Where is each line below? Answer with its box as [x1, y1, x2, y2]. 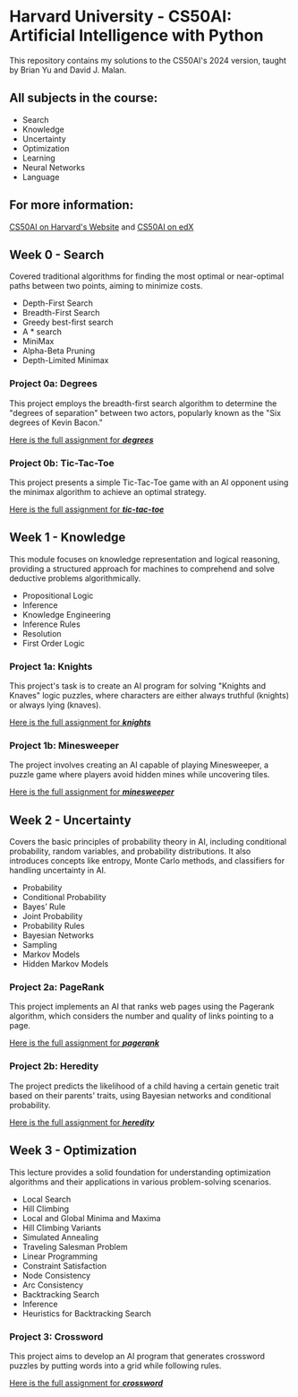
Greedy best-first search [21, 317, 114, 328]
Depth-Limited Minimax [21, 355, 109, 366]
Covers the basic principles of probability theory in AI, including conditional [9, 837, 287, 847]
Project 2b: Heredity [9, 1060, 99, 1072]
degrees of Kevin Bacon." [9, 417, 103, 428]
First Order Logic [21, 638, 85, 648]
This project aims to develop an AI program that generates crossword [9, 1350, 266, 1361]
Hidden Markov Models [21, 959, 109, 969]
